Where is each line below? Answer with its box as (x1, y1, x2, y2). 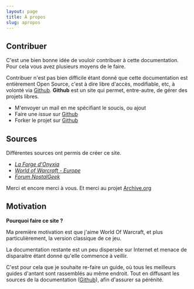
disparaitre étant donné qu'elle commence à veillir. (6, 252, 128, 259)
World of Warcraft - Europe (14, 167, 81, 174)
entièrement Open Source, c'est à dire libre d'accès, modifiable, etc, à (6, 80, 175, 88)
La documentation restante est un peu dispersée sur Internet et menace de (6, 246, 188, 253)
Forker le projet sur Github (14, 117, 79, 124)
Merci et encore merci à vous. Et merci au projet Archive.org (6, 185, 152, 191)
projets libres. (6, 93, 39, 100)
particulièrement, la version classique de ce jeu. (6, 234, 122, 242)
